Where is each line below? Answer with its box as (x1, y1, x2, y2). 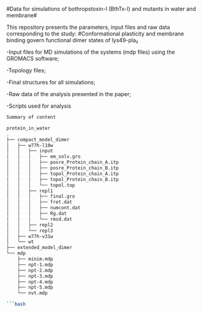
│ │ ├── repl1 (6, 188, 53, 194)
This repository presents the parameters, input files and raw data (6, 24, 170, 31)
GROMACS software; (6, 55, 59, 62)
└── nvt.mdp (17, 290, 48, 296)
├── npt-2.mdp (17, 267, 53, 273)
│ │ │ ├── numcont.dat (6, 205, 81, 211)
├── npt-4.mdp (17, 278, 53, 285)
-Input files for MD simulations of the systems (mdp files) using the (6, 48, 176, 56)
